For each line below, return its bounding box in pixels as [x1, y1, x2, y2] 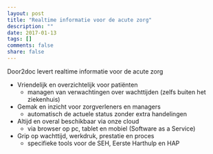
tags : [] [7, 36, 32, 43]
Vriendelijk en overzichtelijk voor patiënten [16, 80, 138, 89]
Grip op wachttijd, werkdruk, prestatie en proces [16, 131, 155, 140]
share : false [7, 49, 45, 56]
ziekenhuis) [27, 95, 60, 103]
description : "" [7, 23, 54, 30]
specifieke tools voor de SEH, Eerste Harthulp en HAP [27, 139, 180, 147]
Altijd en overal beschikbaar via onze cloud [16, 117, 139, 125]
